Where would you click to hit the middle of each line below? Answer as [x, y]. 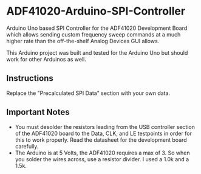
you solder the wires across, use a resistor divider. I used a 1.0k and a [102, 159]
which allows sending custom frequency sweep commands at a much [94, 34]
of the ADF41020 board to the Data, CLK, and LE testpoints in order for [104, 133]
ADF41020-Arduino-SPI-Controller [96, 11]
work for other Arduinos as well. [46, 59]
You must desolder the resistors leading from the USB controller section [105, 127]
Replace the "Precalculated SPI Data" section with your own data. [88, 93]
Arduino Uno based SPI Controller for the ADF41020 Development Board [97, 28]
